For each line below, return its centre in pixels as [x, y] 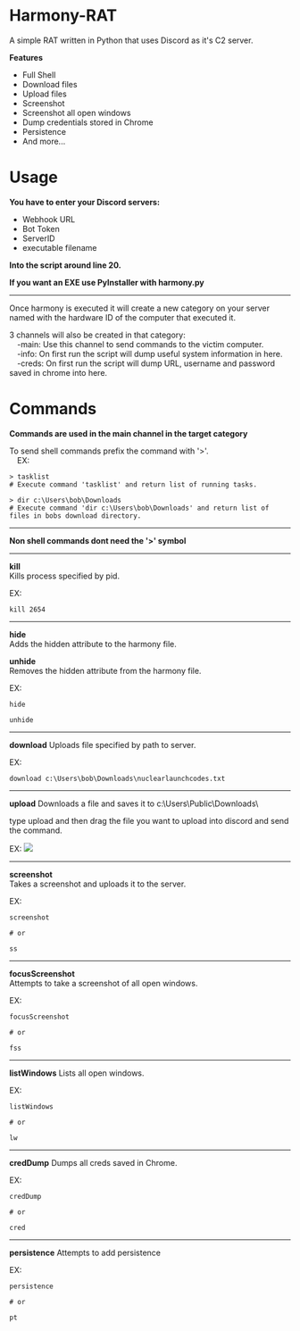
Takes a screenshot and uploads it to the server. [98, 884]
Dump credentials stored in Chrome [87, 122]
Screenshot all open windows [76, 112]
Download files [50, 84]
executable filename [59, 247]
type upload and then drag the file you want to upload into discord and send [149, 820]
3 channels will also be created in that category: [97, 335]
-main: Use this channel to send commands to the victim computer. [141, 344]
